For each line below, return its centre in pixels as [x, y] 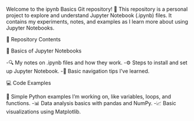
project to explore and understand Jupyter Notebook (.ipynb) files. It [89, 15]
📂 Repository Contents [33, 39]
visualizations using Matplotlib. [44, 112]
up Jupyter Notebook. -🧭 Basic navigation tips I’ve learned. [78, 71]
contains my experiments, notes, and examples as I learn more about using [97, 22]
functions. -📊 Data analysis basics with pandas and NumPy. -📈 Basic [91, 103]
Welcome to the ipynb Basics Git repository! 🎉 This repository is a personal [97, 9]
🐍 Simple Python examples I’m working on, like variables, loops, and [89, 97]
